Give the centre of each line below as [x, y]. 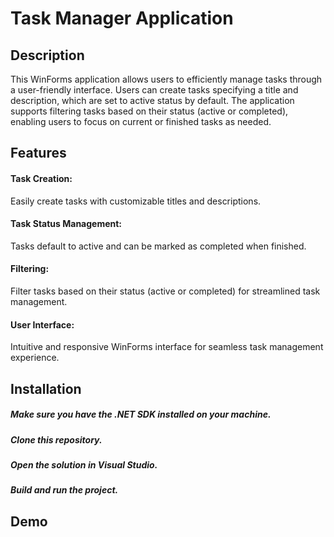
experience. [35, 358]
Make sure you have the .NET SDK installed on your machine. [141, 414]
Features [38, 153]
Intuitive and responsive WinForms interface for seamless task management [167, 347]
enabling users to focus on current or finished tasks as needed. [141, 121]
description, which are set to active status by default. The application [152, 100]
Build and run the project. [64, 490]
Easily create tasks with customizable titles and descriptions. [136, 201]
